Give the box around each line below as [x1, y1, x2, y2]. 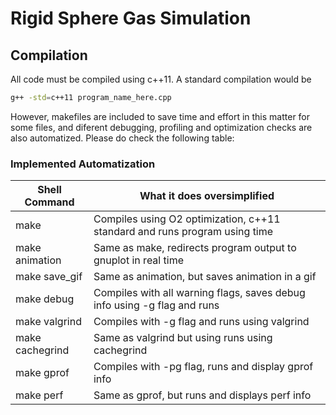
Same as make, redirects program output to [93, 241, 297, 255]
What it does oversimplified [139, 189, 275, 203]
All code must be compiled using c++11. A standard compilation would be [10, 73, 312, 85]
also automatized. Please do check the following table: [10, 132, 235, 144]
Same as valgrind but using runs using [93, 331, 273, 345]
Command [24, 195, 75, 209]
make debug [15, 292, 75, 306]
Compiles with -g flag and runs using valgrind [93, 315, 310, 329]
